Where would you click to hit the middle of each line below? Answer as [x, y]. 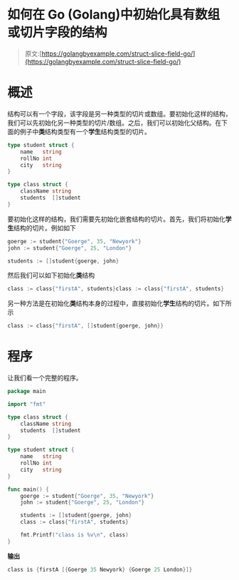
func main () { [28, 489]
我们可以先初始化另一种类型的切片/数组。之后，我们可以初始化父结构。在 [115, 123]
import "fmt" [27, 404]
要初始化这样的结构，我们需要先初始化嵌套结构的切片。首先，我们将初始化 [116, 219]
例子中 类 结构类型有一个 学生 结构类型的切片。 [85, 131]
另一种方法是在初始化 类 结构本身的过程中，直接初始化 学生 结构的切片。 [110, 303]
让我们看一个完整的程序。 [45, 378]
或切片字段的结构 [58, 32]
